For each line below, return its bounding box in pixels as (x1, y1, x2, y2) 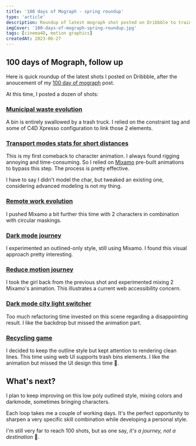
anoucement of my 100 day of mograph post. (6, 79, 115, 86)
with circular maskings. (6, 217, 62, 224)
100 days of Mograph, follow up (6, 57, 124, 67)
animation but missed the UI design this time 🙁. (6, 359, 120, 366)
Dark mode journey (6, 231, 62, 239)
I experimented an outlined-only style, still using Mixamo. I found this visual (6, 245, 187, 252)
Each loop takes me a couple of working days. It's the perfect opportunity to (6, 409, 190, 416)
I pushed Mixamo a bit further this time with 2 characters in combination (6, 210, 179, 217)
